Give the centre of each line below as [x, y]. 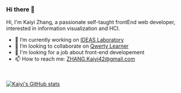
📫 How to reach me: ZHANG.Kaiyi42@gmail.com [75, 59]
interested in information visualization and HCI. [63, 28]
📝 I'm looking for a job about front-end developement [80, 52]
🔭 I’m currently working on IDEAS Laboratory [69, 40]
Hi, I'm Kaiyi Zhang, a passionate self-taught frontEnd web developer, [91, 22]
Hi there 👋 [21, 9]
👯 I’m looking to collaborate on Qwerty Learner [72, 46]
